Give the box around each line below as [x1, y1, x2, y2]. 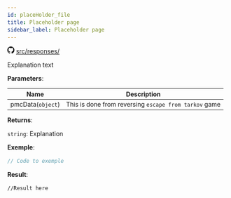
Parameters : [7, 74, 44, 83]
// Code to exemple [7, 157, 64, 164]
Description [125, 90, 161, 98]
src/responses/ [15, 47, 60, 55]
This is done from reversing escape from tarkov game [66, 100, 221, 109]
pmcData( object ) [10, 100, 61, 109]
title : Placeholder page [7, 18, 80, 26]
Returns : [7, 116, 33, 124]
